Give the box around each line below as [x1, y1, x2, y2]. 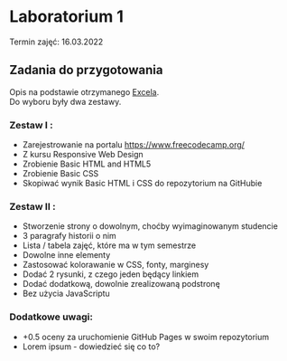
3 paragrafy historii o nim [22, 231, 117, 242]
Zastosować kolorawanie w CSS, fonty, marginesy [22, 260, 209, 271]
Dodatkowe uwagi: [9, 310, 93, 323]
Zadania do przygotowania [9, 62, 163, 78]
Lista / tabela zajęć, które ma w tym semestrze [22, 240, 197, 251]
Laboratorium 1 [9, 6, 125, 27]
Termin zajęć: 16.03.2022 [9, 36, 104, 47]
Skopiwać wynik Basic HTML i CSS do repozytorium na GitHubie [22, 178, 263, 189]
